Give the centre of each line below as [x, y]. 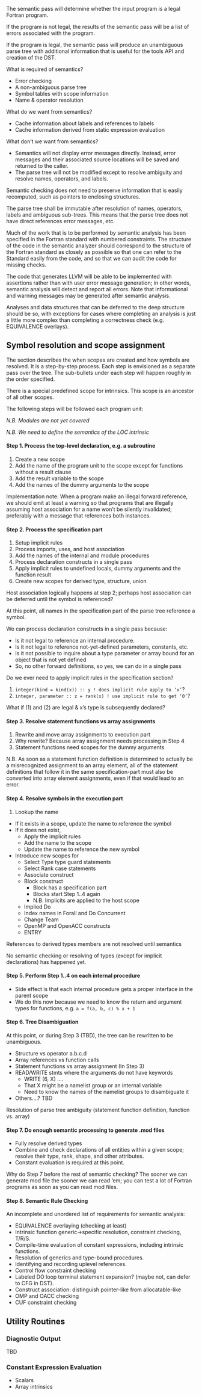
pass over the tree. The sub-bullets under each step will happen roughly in [99, 372]
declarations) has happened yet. [46, 962]
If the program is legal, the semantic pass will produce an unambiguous [95, 45]
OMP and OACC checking [47, 1296]
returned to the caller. [42, 166]
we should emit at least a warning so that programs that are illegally [90, 503]
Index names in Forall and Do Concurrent [75, 913]
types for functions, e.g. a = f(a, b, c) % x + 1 [75, 1008]
